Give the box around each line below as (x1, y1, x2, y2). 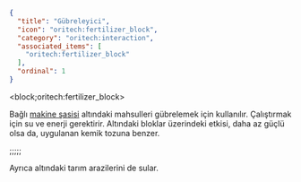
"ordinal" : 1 (17, 67, 66, 76)
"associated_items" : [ (17, 41, 102, 51)
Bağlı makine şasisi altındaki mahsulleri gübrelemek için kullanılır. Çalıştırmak (9, 108, 292, 119)
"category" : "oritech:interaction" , (17, 33, 154, 42)
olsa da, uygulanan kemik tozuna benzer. (9, 127, 160, 138)
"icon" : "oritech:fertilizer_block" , (17, 25, 159, 34)
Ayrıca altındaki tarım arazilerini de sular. (9, 162, 159, 173)
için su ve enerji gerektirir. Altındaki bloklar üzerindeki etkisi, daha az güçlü (9, 117, 285, 129)
